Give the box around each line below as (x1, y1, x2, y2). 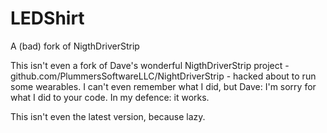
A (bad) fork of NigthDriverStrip (10, 40, 140, 52)
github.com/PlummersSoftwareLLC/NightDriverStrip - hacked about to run (10, 70, 317, 82)
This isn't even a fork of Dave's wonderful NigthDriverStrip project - (10, 59, 290, 71)
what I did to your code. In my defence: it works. (10, 91, 210, 103)
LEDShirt (10, 7, 85, 30)
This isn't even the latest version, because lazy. (10, 110, 206, 122)
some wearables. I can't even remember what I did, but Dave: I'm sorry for (10, 80, 317, 92)
